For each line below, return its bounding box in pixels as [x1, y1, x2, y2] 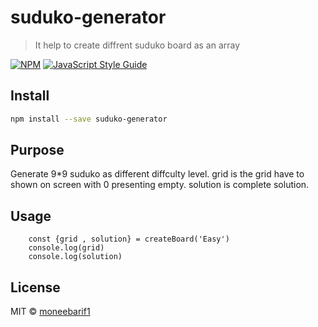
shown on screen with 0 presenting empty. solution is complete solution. [10, 179, 310, 191]
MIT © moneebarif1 [10, 306, 91, 318]
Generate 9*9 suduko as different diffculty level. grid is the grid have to [10, 168, 305, 180]
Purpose [10, 142, 65, 159]
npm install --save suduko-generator [10, 114, 168, 124]
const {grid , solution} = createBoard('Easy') [28, 234, 230, 245]
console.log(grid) [28, 243, 105, 253]
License [10, 279, 61, 296]
